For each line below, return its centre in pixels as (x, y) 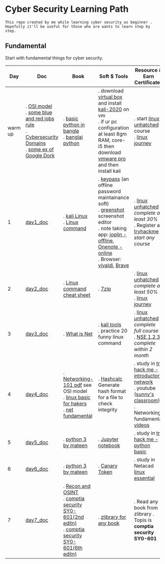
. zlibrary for (112, 517)
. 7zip (105, 289)
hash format (112, 391)
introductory (148, 376)
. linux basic (77, 397)
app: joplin (110, 234)
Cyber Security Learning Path (67, 9)
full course (146, 331)
